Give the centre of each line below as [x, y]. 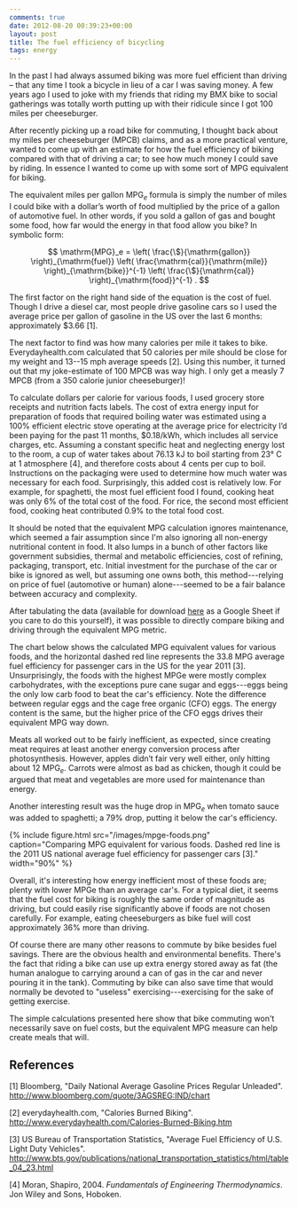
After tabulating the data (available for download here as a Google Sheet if [145, 611]
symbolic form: [37, 234]
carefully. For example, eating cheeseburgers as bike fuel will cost [130, 918]
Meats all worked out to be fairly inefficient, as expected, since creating [140, 739]
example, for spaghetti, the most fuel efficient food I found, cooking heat [142, 491]
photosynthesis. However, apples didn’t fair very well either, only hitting [140, 758]
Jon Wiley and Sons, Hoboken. [66, 1195]
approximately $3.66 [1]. [54, 326]
